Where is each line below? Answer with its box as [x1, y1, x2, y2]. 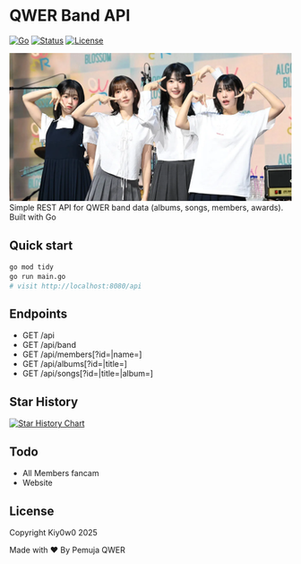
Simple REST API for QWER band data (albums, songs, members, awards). [9, 203, 284, 213]
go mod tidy [9, 263, 54, 272]
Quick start [9, 238, 73, 253]
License [9, 503, 55, 518]
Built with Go [9, 212, 56, 222]
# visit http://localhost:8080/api [9, 282, 142, 291]
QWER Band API [9, 5, 131, 26]
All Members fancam [21, 468, 99, 479]
